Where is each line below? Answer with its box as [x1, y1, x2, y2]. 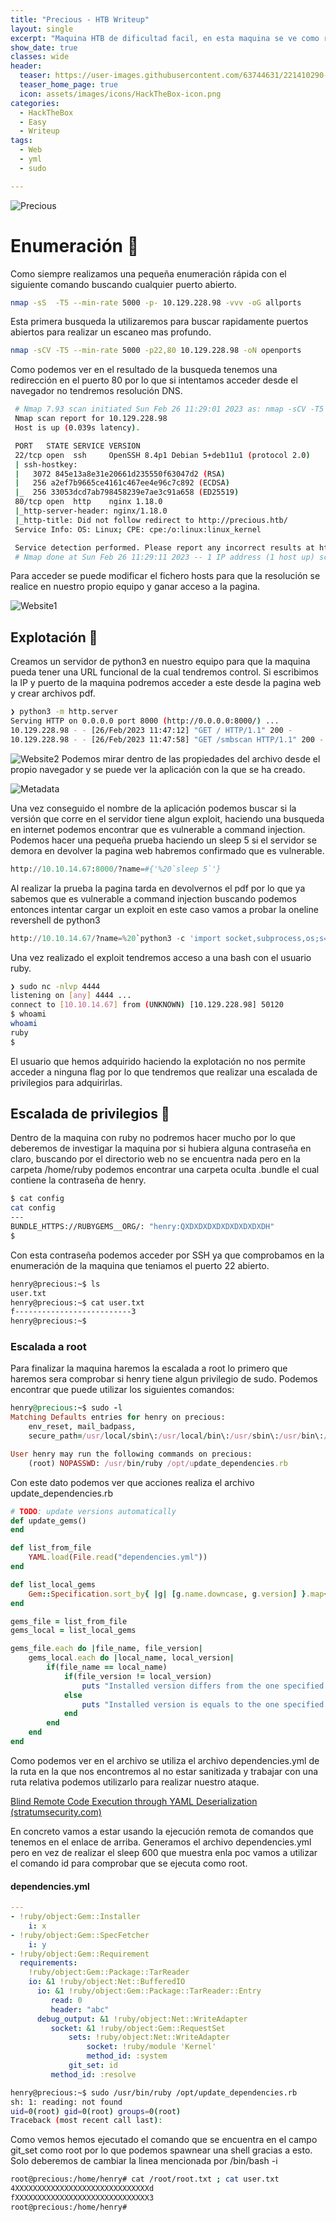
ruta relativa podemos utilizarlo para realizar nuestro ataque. [10, 1776, 260, 1788]
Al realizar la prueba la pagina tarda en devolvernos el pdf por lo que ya [10, 882, 306, 894]
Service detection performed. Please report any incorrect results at [14, 542, 315, 553]
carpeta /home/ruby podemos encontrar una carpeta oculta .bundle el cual [10, 1164, 320, 1176]
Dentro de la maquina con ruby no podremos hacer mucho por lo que [10, 1132, 296, 1144]
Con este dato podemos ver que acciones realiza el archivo [10, 1476, 255, 1488]
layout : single [10, 24, 74, 34]
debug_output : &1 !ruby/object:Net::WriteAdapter [36, 2014, 248, 2024]
